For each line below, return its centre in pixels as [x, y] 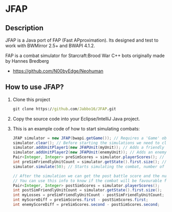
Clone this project [31, 99]
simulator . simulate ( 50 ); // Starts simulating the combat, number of [89, 167]
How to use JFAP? [35, 87]
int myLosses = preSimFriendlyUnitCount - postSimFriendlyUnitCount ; [89, 195]
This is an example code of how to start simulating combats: [76, 128]
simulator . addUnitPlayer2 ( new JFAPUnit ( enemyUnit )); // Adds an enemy [90, 152]
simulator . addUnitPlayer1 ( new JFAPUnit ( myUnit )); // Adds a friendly [89, 148]
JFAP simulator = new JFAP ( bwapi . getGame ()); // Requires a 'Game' [86, 138]
